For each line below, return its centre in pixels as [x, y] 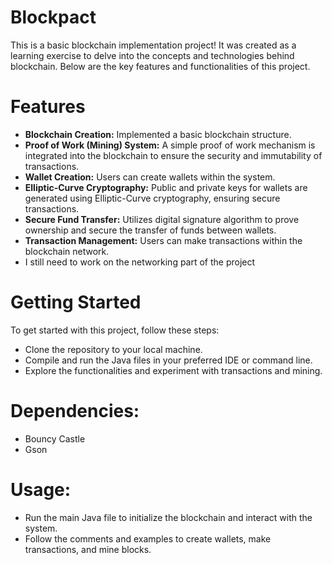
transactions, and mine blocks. [88, 549]
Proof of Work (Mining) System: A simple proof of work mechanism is [170, 145]
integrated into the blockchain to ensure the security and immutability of [173, 155]
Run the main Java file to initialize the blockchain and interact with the [168, 517]
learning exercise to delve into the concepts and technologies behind [152, 55]
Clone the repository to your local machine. [113, 349]
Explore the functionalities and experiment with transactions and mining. [173, 370]
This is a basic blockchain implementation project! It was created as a [153, 45]
